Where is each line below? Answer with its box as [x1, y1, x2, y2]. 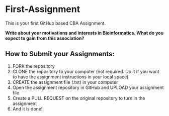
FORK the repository [12, 63, 55, 69]
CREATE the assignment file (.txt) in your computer [12, 79, 118, 85]
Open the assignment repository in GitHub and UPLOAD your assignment [12, 84, 164, 90]
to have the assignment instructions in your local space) [12, 74, 129, 80]
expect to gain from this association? [5, 35, 84, 41]
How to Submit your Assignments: [5, 50, 115, 58]
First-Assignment [5, 4, 80, 15]
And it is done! [12, 105, 43, 111]
